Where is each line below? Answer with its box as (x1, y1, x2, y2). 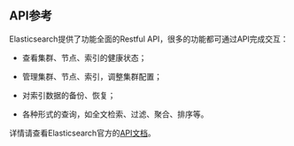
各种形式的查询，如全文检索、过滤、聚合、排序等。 (21, 109, 209, 119)
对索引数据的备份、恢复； (21, 89, 116, 100)
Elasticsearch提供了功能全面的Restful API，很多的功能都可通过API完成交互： (9, 34, 289, 44)
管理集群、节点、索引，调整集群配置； (21, 71, 162, 81)
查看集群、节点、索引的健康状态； (21, 52, 147, 63)
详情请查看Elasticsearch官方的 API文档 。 (9, 127, 157, 138)
